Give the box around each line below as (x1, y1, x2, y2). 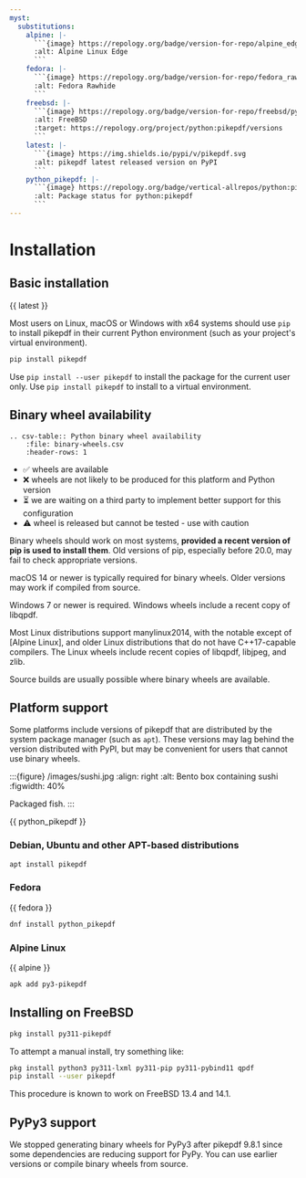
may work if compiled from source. (9, 582, 141, 593)
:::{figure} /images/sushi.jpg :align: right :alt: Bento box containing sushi (9, 771, 279, 782)
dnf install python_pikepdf (9, 920, 117, 929)
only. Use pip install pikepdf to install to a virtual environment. (9, 381, 252, 392)
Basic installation (9, 276, 109, 291)
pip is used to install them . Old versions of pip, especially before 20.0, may (9, 544, 292, 555)
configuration (22, 508, 74, 519)
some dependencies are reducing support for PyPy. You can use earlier (9, 1149, 278, 1160)
